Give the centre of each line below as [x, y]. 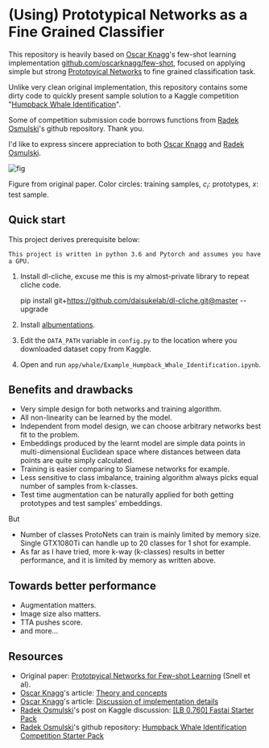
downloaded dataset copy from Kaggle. [85, 349]
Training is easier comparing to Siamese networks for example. [125, 469]
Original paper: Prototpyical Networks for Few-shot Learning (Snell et [135, 675]
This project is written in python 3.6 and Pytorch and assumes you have [135, 254]
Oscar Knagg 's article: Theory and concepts [93, 692]
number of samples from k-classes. [79, 487]
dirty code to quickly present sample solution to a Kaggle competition [124, 95]
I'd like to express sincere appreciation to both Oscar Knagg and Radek [126, 144]
